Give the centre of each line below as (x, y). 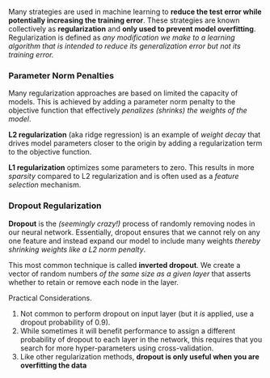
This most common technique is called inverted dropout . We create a (124, 265)
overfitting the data (53, 365)
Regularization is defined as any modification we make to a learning (122, 37)
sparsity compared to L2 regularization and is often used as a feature (124, 176)
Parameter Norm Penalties (61, 75)
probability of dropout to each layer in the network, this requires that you (141, 339)
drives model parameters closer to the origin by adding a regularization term (135, 143)
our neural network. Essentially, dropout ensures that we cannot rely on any (134, 232)
